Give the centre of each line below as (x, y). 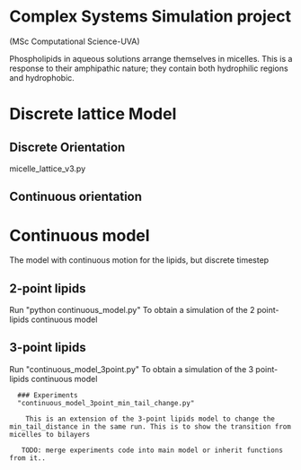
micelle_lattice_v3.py (48, 169)
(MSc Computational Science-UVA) (75, 41)
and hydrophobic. (42, 77)
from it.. (28, 458)
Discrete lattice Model (93, 114)
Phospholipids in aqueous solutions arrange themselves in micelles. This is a (151, 58)
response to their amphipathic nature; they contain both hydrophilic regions (149, 68)
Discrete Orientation (67, 147)
